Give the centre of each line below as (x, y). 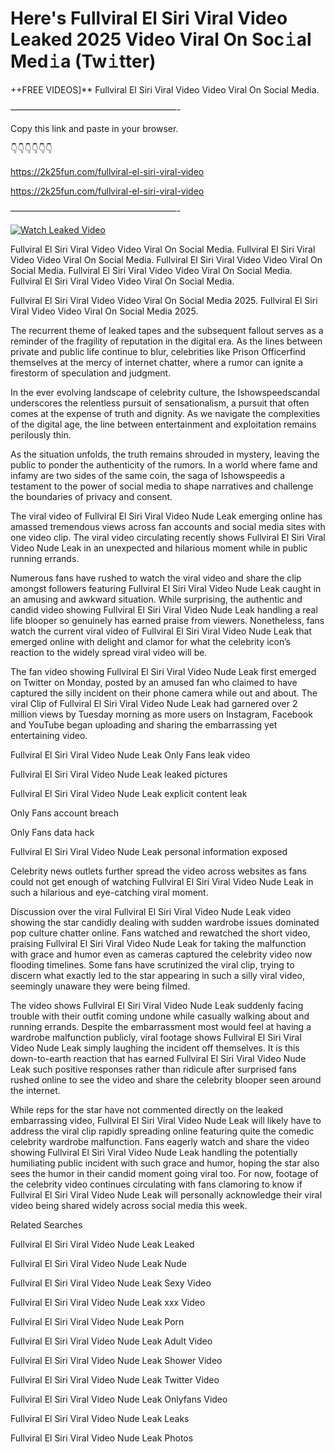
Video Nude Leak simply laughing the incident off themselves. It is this (155, 1048)
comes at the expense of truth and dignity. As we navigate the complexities (165, 413)
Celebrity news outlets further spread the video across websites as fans (158, 871)
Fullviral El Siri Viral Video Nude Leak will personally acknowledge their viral (166, 1194)
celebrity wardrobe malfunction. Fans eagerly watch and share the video (160, 1141)
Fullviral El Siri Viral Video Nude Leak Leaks (100, 1418)
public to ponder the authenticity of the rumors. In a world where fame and (164, 464)
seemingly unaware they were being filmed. (100, 986)
